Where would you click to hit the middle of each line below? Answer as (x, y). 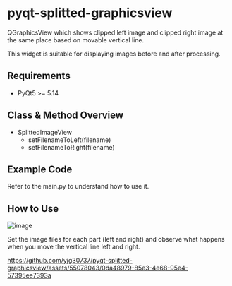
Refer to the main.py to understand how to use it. (78, 186)
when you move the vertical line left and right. (74, 247)
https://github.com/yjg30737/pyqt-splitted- (70, 261)
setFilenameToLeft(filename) (69, 140)
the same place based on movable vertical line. (76, 40)
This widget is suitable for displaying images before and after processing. (114, 54)
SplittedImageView (45, 132)
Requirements (39, 76)
